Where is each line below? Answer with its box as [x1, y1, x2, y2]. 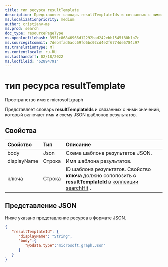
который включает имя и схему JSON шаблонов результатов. [5, 112, 137, 118]
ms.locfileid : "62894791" [5, 59, 59, 64]
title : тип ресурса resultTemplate [5, 7, 79, 13]
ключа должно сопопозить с [65, 172, 136, 179]
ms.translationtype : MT [5, 45, 55, 50]
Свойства [5, 126, 37, 135]
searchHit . [65, 185, 91, 191]
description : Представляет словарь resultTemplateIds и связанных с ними [5, 12, 162, 17]
